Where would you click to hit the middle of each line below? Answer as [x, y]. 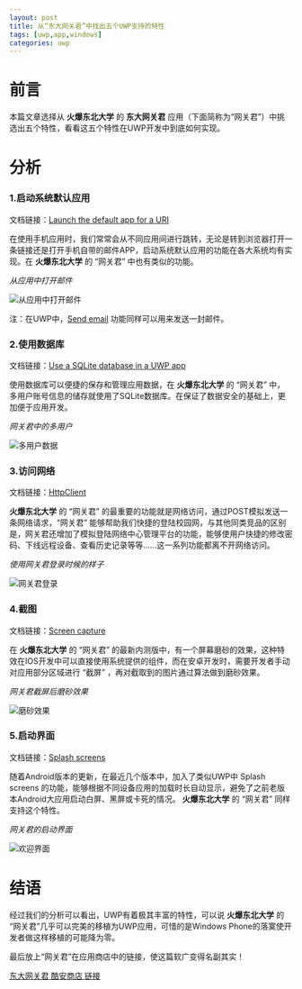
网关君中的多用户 [41, 426]
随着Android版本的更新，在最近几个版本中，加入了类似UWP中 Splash [138, 776]
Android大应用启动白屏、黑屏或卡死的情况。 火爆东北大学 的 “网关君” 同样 [153, 799]
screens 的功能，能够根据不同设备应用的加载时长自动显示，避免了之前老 [143, 787]
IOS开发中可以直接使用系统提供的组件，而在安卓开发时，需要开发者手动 [157, 661]
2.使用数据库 [37, 344]
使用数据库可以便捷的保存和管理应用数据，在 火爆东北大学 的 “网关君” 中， [147, 385]
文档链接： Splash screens [58, 757]
